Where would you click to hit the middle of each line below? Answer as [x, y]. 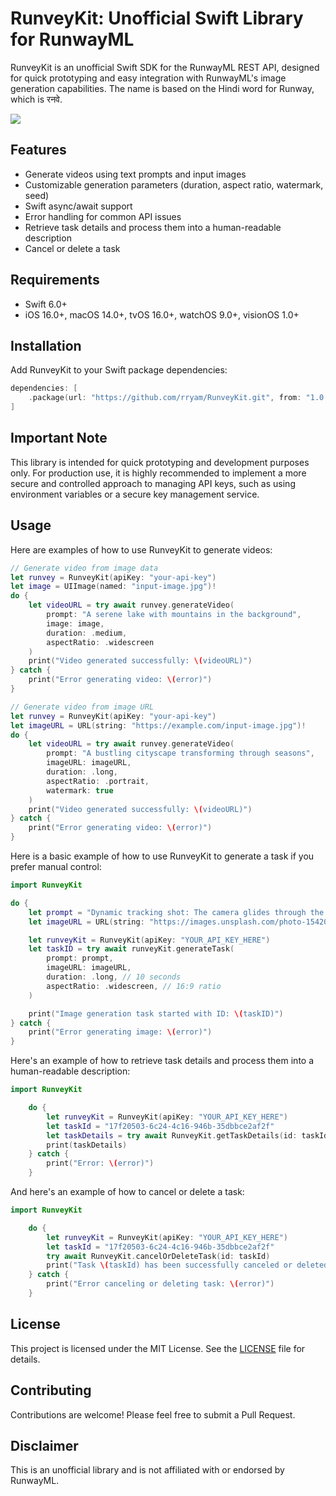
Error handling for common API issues [103, 216]
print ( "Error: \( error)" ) [100, 1163]
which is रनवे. [36, 99]
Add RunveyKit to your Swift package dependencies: [119, 370]
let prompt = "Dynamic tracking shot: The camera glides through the [176, 912]
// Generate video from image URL [82, 707]
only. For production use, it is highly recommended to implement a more [158, 473]
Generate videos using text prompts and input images [135, 174]
